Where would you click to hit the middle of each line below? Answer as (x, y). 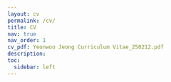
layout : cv (24, 14)
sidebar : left (35, 67)
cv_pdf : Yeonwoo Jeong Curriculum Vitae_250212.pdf (85, 47)
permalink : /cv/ (31, 21)
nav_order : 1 (27, 41)
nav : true (22, 34)
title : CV (22, 27)
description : (27, 54)
